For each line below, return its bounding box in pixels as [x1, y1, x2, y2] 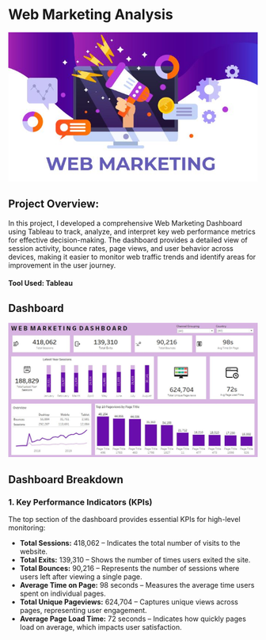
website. [19, 547, 48, 556]
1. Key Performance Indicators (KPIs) [8, 497, 153, 508]
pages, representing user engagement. [19, 606, 148, 615]
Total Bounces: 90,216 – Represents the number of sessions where [19, 564, 240, 573]
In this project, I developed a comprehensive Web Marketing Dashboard [8, 218, 243, 227]
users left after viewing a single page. [19, 572, 142, 581]
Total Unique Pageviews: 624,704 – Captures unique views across [19, 597, 239, 607]
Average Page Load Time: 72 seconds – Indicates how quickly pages [19, 614, 247, 623]
